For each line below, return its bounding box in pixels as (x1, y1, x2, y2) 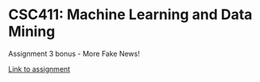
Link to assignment (8, 64, 71, 73)
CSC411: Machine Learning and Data (8, 6, 253, 24)
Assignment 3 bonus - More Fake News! (8, 49, 141, 58)
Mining (8, 22, 56, 41)
